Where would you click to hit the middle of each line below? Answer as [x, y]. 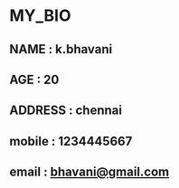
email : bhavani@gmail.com [89, 172]
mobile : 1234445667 [71, 141]
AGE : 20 [34, 79]
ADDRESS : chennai [66, 111]
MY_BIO [40, 16]
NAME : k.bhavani [61, 49]
